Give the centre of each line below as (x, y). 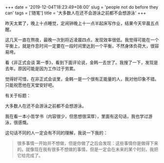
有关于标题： (18, 95)
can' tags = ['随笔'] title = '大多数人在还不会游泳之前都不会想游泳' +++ (76, 13)
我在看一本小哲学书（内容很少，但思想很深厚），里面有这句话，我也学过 (77, 116)
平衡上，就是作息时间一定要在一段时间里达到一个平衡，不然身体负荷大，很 (80, 46)
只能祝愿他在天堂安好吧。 (31, 85)
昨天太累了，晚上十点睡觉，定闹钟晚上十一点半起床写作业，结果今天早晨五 (80, 23)
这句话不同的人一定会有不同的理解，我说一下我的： (56, 133)
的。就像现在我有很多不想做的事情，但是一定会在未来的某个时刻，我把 (88, 149)
